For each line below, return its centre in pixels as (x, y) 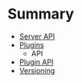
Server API (37, 36)
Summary (41, 14)
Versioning (37, 70)
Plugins (32, 44)
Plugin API (36, 62)
